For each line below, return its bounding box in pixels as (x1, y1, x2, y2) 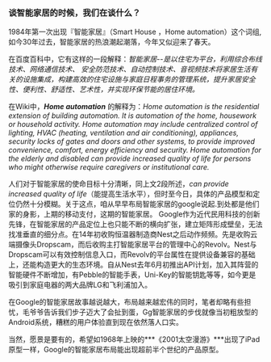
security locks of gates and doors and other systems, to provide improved (8, 137, 256, 146)
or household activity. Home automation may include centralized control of (8, 120, 258, 129)
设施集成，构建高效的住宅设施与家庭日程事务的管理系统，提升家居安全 (22, 74, 256, 84)
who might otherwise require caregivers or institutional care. (8, 162, 210, 172)
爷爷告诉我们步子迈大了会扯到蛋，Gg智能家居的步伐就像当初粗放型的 (29, 307, 259, 317)
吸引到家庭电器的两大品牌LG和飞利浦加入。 (8, 280, 152, 290)
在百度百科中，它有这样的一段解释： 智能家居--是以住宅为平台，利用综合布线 (8, 54, 262, 64)
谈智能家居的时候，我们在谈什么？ (8, 6, 141, 18)
